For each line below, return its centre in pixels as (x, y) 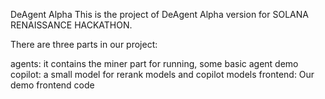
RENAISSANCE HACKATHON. (71, 25)
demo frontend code (52, 85)
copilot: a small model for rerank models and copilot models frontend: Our (162, 74)
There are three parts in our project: (84, 44)
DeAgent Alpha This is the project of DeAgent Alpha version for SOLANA (159, 14)
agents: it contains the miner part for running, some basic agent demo (154, 63)
